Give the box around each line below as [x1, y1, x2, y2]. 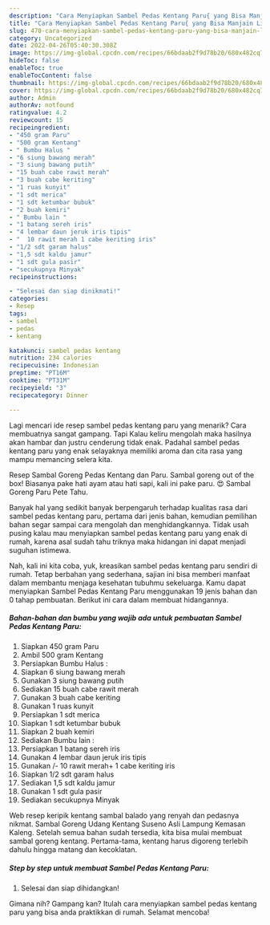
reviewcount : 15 [9, 116, 63, 124]
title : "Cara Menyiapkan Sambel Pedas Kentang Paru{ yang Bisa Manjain [9, 19, 253, 27]
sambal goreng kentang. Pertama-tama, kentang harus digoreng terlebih [9, 836, 248, 846]
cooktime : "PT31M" [9, 376, 71, 384]
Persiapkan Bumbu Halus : [20, 659, 108, 668]
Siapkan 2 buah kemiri [20, 727, 95, 736]
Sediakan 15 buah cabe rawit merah [20, 684, 139, 694]
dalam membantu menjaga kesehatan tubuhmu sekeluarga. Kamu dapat [9, 578, 247, 587]
